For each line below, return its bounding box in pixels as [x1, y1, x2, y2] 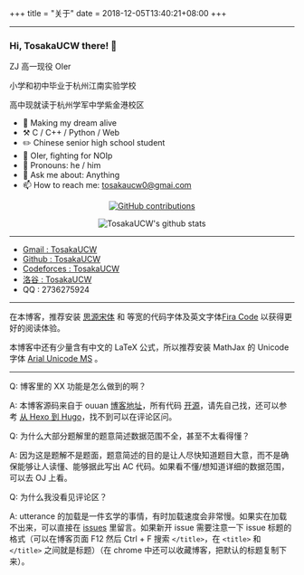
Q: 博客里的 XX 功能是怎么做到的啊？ [9, 381, 147, 391]
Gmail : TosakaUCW [22, 244, 98, 255]
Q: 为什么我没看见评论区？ [9, 492, 108, 503]
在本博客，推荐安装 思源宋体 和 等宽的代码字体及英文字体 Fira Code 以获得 [9, 311, 285, 323]
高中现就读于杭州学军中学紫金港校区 [9, 99, 145, 110]
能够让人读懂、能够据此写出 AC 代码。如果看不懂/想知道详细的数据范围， [16, 461, 290, 472]
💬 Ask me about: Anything [22, 170, 120, 181]
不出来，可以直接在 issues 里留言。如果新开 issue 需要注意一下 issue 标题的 [9, 523, 292, 533]
